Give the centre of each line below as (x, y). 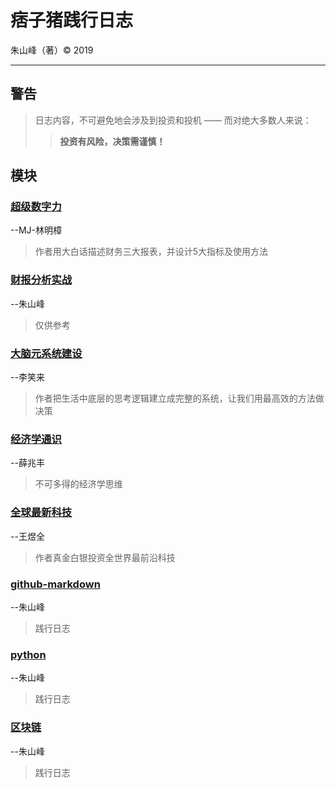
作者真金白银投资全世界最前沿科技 (105, 557)
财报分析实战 (41, 280)
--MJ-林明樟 (36, 230)
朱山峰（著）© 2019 (52, 50)
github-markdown (55, 584)
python (28, 654)
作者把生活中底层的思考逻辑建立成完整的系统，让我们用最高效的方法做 (179, 398)
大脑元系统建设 (46, 353)
